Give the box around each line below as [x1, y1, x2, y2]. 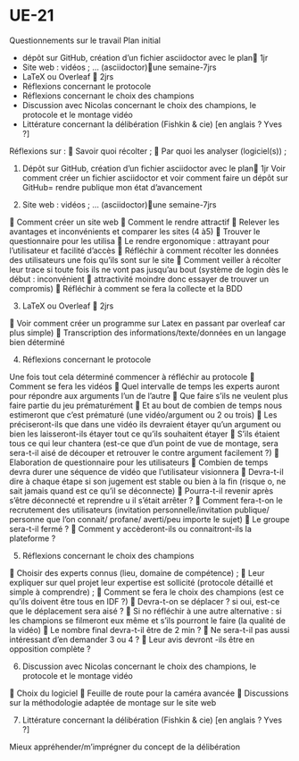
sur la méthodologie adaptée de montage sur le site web [9, 697, 217, 707]
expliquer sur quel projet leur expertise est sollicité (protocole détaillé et [9, 577, 274, 588]
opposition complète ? [9, 643, 91, 654]
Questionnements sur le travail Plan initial [9, 35, 162, 46]
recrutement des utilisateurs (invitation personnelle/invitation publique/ [9, 504, 270, 515]
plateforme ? [9, 533, 56, 544]
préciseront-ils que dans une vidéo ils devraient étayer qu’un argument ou [9, 419, 281, 429]
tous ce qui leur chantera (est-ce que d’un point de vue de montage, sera [9, 437, 278, 448]
